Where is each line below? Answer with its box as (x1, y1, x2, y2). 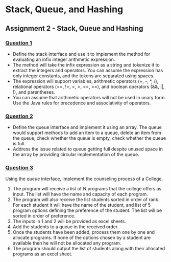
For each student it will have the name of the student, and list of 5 (12, 202, 151, 208)
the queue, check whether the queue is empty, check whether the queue (12, 135, 166, 141)
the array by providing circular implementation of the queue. (12, 151, 139, 158)
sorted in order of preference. (12, 213, 76, 219)
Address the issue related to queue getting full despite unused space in (12, 146, 163, 152)
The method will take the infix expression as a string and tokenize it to (12, 61, 160, 68)
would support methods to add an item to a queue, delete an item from (12, 129, 162, 136)
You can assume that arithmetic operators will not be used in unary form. (12, 94, 166, 100)
